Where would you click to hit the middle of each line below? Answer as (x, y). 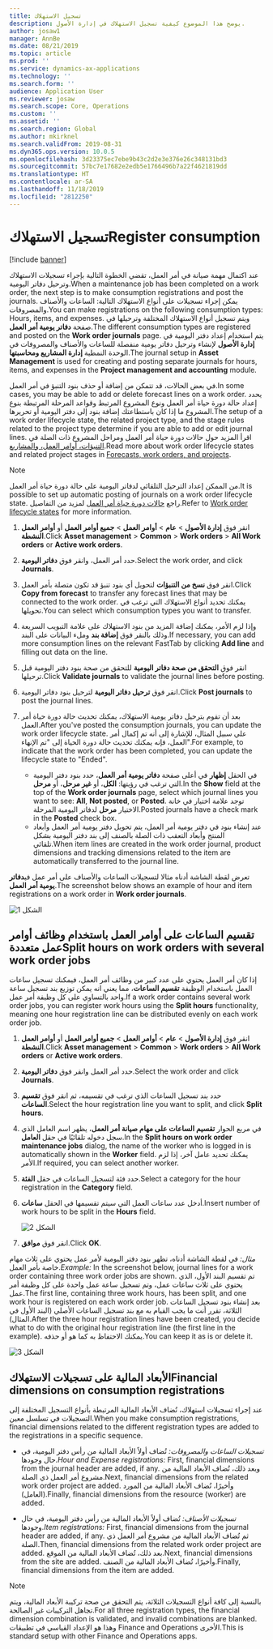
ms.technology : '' (40, 76)
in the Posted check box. (75, 818)
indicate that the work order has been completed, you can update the (136, 750)
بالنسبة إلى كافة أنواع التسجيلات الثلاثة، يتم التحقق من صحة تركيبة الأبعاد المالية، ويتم (135, 1602)
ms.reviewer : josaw (42, 99)
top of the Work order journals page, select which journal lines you (145, 792)
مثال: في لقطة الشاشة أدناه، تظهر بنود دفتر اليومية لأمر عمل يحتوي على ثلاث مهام (132, 1259)
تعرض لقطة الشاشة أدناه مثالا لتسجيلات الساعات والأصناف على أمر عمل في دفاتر (130, 877)
